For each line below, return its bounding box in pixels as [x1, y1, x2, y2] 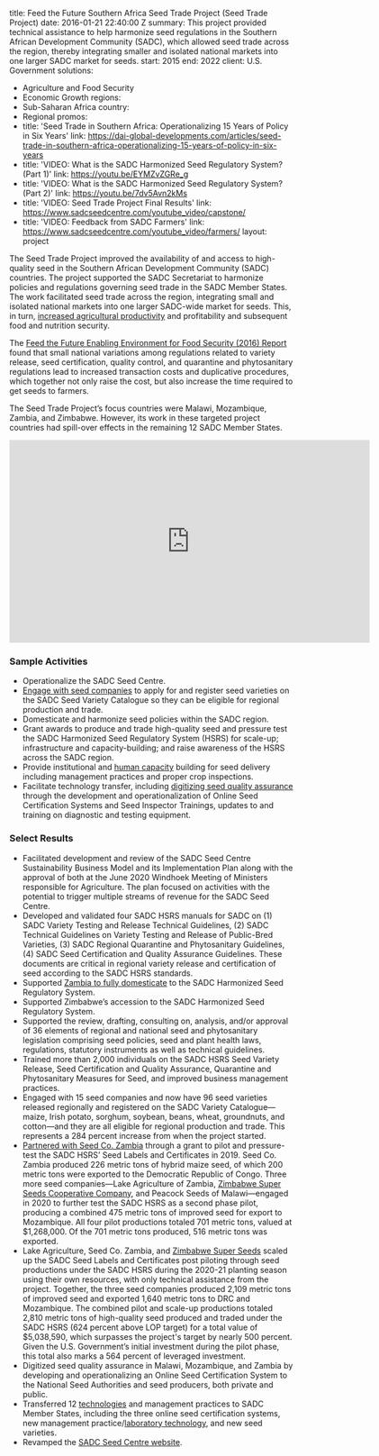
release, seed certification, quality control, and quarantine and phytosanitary [9, 357, 293, 368]
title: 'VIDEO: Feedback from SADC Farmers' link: [22, 216, 205, 227]
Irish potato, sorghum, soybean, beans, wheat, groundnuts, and [49, 1111, 285, 1122]
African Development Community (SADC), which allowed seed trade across [9, 36, 290, 47]
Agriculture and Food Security [22, 83, 135, 93]
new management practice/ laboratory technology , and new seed [22, 1417, 263, 1428]
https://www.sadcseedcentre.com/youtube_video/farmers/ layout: [22, 226, 267, 237]
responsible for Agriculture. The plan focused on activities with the [22, 881, 270, 892]
